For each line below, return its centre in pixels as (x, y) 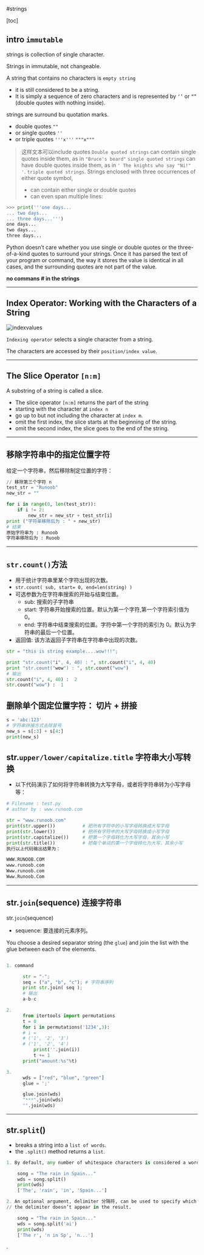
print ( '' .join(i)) (56, 1050)
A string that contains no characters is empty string (71, 78)
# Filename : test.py (34, 804)
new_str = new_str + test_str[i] (70, 516)
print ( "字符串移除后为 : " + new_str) (53, 521)
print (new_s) (23, 737)
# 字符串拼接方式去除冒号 (34, 725)
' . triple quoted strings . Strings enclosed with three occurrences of (108, 171)
